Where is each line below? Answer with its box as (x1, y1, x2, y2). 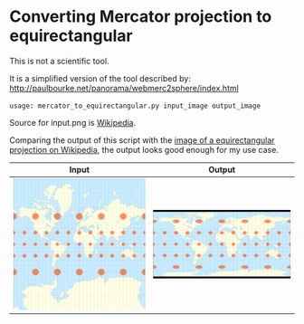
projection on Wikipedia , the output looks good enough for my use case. (9, 144, 279, 155)
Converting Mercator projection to (9, 6, 272, 27)
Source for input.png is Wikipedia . (9, 117, 137, 128)
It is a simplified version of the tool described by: (9, 72, 192, 83)
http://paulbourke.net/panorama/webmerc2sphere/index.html (9, 82, 240, 93)
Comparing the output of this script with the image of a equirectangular (9, 134, 275, 146)
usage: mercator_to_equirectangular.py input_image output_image (9, 101, 261, 110)
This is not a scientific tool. (9, 55, 110, 66)
